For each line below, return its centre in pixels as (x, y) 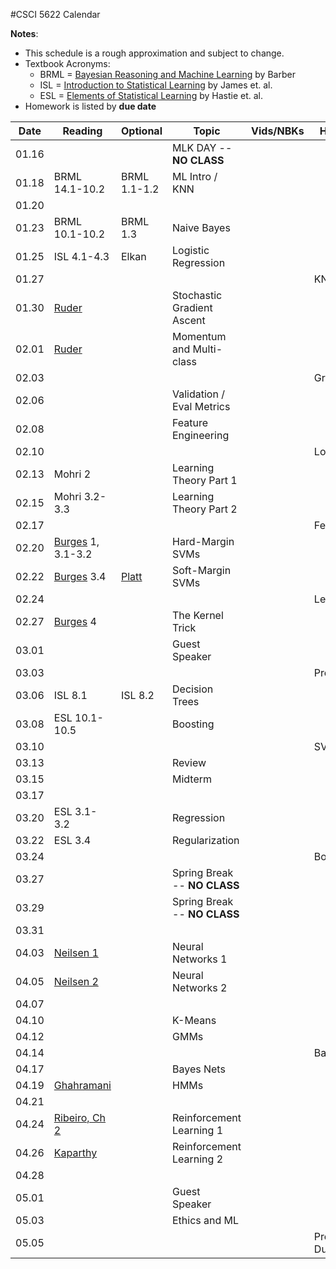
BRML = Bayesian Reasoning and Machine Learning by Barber (167, 74)
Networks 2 (200, 987)
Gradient (192, 307)
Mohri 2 (72, 474)
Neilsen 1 (76, 952)
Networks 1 (200, 959)
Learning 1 (198, 1130)
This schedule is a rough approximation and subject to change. (154, 53)
